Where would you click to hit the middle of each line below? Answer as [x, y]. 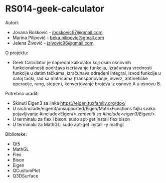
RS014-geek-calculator [55, 9]
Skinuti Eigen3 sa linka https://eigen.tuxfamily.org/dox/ [69, 103]
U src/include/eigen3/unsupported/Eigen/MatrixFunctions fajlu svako [84, 108]
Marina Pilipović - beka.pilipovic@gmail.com [58, 38]
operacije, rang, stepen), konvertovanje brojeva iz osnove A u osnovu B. [87, 84]
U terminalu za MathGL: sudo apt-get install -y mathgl [68, 124]
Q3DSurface [25, 175]
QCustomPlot [26, 170]
